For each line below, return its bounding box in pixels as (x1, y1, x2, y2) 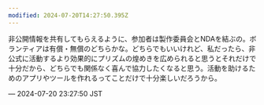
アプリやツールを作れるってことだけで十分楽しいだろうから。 (21, 73, 222, 82)
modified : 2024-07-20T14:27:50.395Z (8, 11, 128, 20)
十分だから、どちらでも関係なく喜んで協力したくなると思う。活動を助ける (8, 63, 250, 73)
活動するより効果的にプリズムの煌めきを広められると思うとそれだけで (28, 53, 257, 63)
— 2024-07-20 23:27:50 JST (8, 89, 103, 98)
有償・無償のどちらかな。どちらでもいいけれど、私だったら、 (49, 44, 249, 53)
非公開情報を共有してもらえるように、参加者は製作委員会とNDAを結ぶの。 (8, 34, 250, 43)
